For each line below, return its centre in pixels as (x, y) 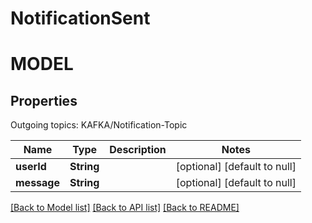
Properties (44, 100)
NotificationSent (80, 18)
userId (31, 167)
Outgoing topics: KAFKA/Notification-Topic (99, 125)
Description (138, 150)
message (37, 183)
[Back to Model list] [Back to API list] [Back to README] (125, 208)
